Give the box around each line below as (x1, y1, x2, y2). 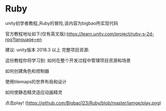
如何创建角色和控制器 (5, 68, 49, 74)
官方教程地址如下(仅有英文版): (5, 30, 67, 36)
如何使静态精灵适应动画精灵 (5, 89, 63, 95)
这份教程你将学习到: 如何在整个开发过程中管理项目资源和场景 (5, 57, 131, 63)
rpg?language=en (5, 36, 42, 42)
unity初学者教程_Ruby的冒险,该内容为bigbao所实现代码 (5, 20, 119, 26)
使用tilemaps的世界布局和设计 (5, 78, 67, 84)
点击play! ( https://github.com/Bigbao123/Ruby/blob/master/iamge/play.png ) (5, 99, 161, 105)
